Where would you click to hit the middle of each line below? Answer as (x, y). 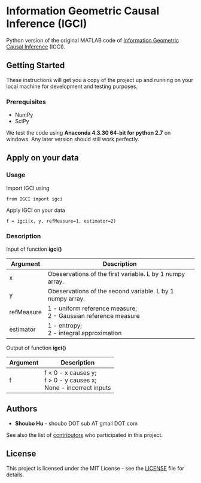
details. (15, 475)
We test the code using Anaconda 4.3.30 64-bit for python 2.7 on (89, 133)
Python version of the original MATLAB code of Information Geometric (93, 40)
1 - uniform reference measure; (92, 308)
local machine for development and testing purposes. (72, 86)
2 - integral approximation (85, 333)
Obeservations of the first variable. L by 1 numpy (116, 274)
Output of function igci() (36, 348)
